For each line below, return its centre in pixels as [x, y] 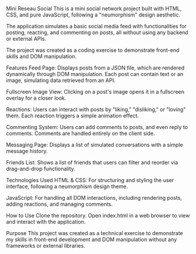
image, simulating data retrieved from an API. [61, 80]
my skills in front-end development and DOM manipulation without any [92, 239]
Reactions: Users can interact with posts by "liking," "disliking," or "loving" [96, 109]
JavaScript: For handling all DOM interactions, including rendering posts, [94, 198]
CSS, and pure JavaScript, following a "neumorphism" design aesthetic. [93, 15]
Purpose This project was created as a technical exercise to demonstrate [95, 233]
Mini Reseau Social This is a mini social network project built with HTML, [94, 9]
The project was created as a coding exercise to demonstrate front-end [93, 50]
